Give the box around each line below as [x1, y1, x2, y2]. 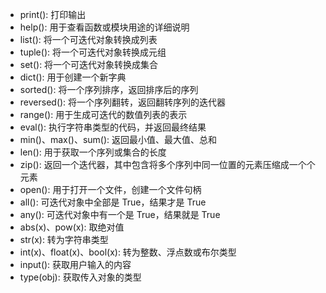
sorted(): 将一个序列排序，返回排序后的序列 [19, 84, 199, 95]
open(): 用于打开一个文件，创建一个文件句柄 [19, 184, 202, 195]
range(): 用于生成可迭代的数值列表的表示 [19, 109, 188, 120]
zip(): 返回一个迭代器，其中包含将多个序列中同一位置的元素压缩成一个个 [19, 159, 316, 170]
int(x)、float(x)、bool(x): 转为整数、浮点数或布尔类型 [19, 246, 237, 258]
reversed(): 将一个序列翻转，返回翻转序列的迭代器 [19, 96, 227, 108]
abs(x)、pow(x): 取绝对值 [19, 221, 125, 233]
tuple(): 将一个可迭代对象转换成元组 [19, 46, 167, 58]
